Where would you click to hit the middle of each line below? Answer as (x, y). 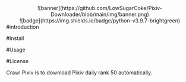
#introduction (23, 27)
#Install (15, 38)
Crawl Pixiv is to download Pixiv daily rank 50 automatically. (79, 73)
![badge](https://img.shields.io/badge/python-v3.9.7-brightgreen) (100, 21)
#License (18, 61)
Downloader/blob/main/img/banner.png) (100, 14)
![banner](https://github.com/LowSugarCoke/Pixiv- (100, 8)
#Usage (16, 50)
